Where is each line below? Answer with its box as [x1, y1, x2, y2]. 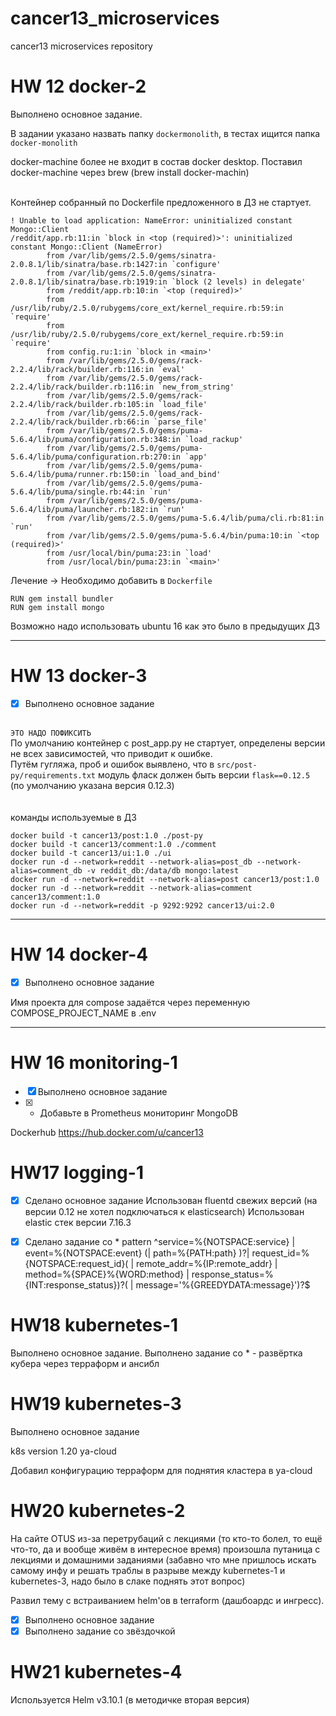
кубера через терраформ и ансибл [10, 1357, 160, 1369]
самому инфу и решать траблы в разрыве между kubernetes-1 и [10, 1564, 286, 1576]
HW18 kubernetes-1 [10, 1314, 179, 1337]
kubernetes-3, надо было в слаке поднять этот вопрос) [10, 1575, 246, 1587]
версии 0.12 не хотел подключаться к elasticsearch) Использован [24, 1205, 305, 1217]
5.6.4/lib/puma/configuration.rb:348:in [10, 434, 182, 444]
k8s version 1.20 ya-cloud [10, 1445, 117, 1457]
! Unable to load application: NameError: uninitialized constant [10, 215, 293, 226]
